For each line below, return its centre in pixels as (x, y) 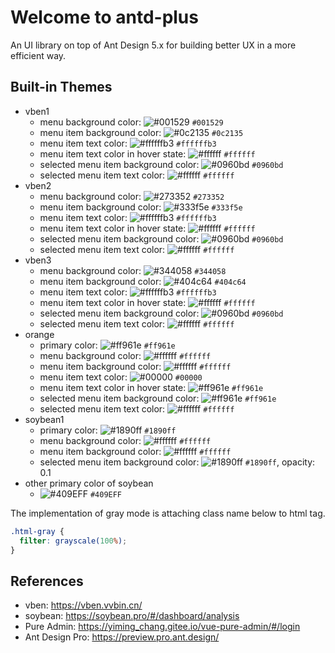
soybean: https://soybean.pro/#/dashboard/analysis (132, 616)
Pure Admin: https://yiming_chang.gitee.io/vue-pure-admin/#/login (162, 627)
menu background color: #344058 (133, 270)
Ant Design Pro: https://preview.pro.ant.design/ (122, 637)
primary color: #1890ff (108, 430)
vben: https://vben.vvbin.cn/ (83, 605)
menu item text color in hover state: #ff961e (151, 387)
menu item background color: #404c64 (143, 281)
